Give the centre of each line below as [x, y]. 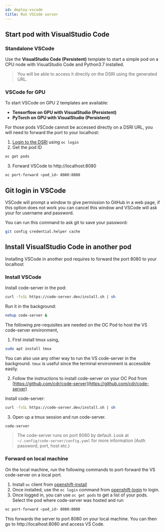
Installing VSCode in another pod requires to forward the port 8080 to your [81, 259]
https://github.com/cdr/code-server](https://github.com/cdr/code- [82, 384]
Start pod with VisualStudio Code [57, 34]
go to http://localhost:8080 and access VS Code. [55, 524]
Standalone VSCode [30, 48]
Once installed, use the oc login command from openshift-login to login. [86, 489]
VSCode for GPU [25, 92]
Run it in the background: [31, 306]
